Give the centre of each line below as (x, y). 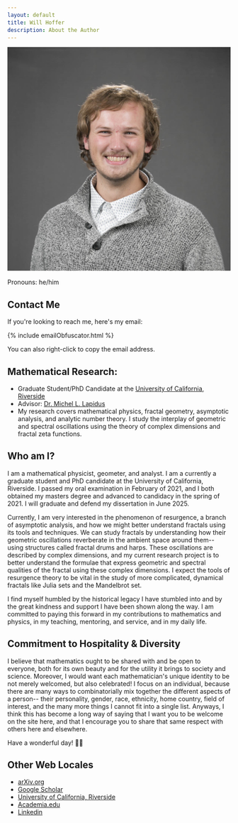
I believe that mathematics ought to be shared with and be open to (104, 661)
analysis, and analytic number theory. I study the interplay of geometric (122, 419)
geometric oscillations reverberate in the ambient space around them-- (111, 540)
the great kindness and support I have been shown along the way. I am (110, 606)
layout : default (31, 15)
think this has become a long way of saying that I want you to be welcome (115, 714)
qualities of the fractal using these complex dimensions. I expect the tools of (119, 570)
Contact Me (34, 304)
